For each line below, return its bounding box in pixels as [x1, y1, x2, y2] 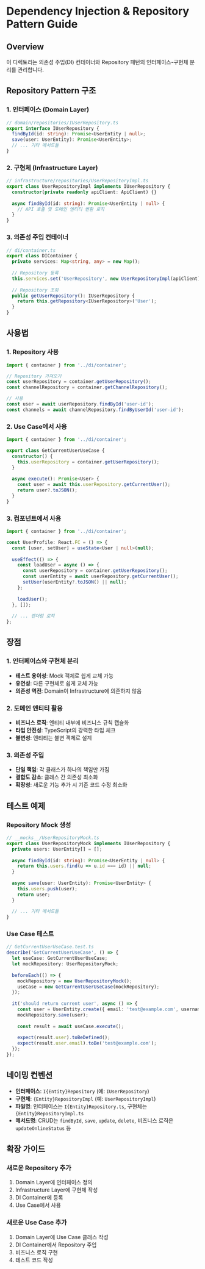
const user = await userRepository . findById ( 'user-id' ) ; [6, 401, 154, 407]
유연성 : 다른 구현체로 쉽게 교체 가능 [15, 679, 99, 687]
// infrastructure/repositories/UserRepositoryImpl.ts [6, 178, 149, 184]
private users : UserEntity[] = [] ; [12, 846, 103, 852]
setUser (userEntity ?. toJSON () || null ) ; [22, 579, 127, 585]
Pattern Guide [6, 17, 78, 31]
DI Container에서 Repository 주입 [15, 1241, 97, 1248]
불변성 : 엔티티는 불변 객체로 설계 [15, 734, 92, 742]
